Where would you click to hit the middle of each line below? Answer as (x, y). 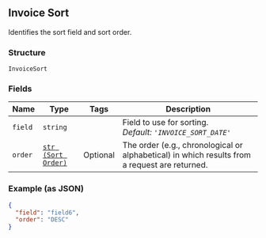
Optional (99, 155)
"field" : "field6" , (47, 213)
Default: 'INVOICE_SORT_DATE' (177, 132)
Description (188, 109)
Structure (27, 52)
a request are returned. (165, 165)
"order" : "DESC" (42, 220)
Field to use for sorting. (165, 123)
